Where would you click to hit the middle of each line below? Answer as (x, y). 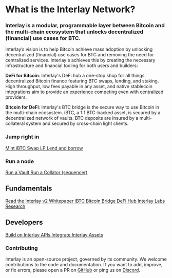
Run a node (20, 161)
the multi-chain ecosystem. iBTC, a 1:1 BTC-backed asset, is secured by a (83, 113)
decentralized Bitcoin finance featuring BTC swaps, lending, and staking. (82, 81)
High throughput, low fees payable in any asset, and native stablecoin (79, 87)
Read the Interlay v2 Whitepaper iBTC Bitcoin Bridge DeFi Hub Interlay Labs (85, 201)
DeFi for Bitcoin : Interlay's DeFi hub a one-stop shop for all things (75, 76)
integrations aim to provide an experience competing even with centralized (84, 92)
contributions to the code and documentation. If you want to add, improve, (84, 264)
